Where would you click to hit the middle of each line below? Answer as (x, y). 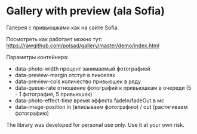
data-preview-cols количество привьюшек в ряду (78, 81)
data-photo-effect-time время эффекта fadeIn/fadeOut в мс (90, 100)
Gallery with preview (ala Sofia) (86, 11)
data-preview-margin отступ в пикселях (65, 75)
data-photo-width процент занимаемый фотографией (82, 68)
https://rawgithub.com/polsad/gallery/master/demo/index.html (83, 45)
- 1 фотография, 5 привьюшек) (53, 94)
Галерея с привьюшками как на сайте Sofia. (63, 28)
